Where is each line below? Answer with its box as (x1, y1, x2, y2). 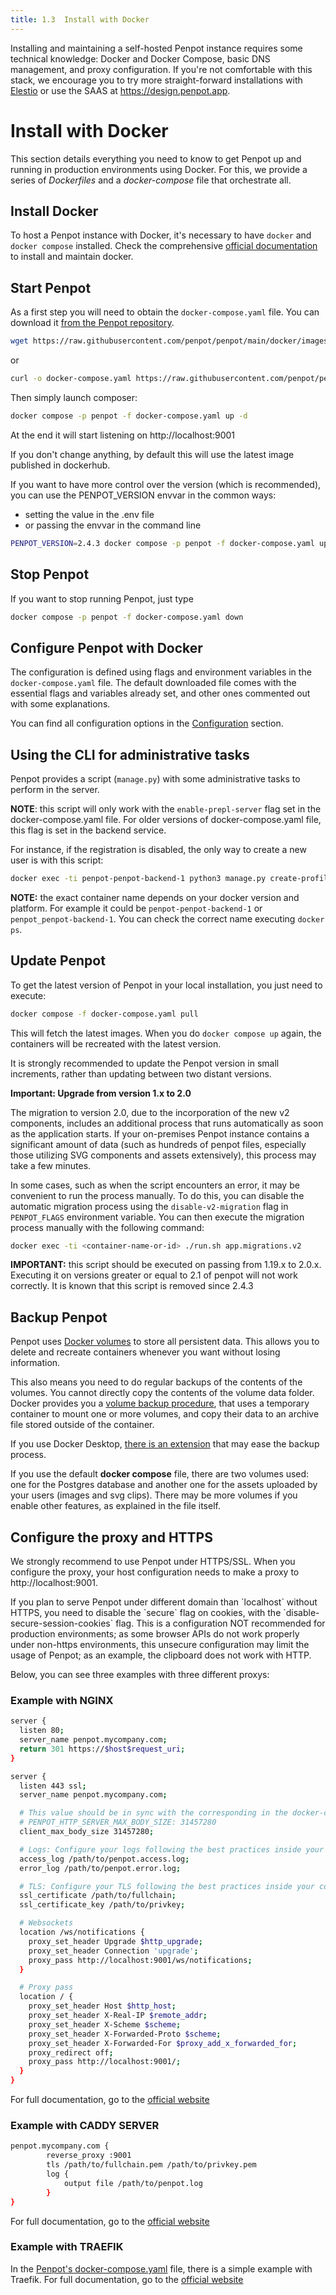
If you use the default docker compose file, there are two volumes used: (10, 1468, 310, 1480)
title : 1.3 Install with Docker (10, 14, 150, 25)
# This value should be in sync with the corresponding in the (19, 1808, 288, 1818)
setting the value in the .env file (24, 508, 155, 520)
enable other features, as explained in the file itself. (10, 1500, 221, 1512)
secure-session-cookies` (10, 1617, 114, 1630)
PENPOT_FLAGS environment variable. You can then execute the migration (10, 1211, 305, 1223)
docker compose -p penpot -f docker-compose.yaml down (10, 612, 244, 622)
